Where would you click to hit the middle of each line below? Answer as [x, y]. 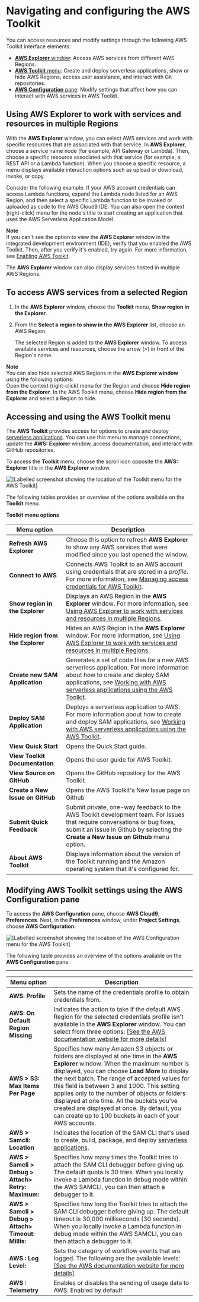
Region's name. [34, 355]
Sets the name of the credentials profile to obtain [121, 992]
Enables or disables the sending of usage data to [121, 1283]
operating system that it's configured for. [123, 869]
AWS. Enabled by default [88, 1290]
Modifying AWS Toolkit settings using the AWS [94, 890]
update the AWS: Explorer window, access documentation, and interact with [99, 444]
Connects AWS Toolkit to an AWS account [124, 564]
